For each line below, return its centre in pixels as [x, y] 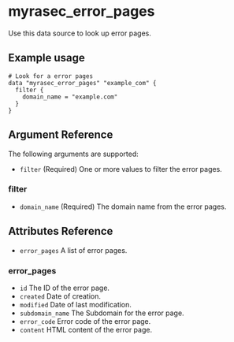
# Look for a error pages [50, 76]
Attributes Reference [61, 231]
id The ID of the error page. [65, 288]
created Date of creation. [60, 296]
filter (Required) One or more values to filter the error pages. [121, 169]
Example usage [46, 58]
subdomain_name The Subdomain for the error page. [102, 313]
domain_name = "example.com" [70, 97]
